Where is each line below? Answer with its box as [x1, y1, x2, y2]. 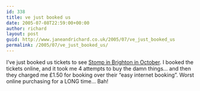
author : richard [6, 25, 47, 32]
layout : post [6, 31, 39, 37]
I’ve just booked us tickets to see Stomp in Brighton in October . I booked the [6, 58, 194, 66]
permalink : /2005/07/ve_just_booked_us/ [6, 43, 109, 48]
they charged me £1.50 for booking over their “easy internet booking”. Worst [6, 71, 195, 78]
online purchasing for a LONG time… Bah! [6, 77, 109, 84]
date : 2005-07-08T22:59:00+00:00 [6, 20, 90, 26]
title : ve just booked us [6, 14, 71, 20]
